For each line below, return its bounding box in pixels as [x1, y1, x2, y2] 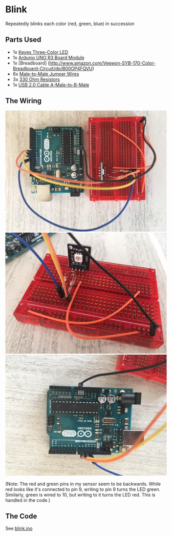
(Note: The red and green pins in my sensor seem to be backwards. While [5, 481, 161, 487]
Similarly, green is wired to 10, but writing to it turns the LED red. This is [5, 491, 156, 498]
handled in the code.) [5, 497, 50, 503]
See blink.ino [5, 525, 33, 531]
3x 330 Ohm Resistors [12, 76, 60, 83]
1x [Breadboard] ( [12, 60, 50, 66]
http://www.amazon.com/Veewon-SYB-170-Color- [49, 60, 156, 66]
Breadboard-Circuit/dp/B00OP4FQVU [12, 65, 93, 71]
